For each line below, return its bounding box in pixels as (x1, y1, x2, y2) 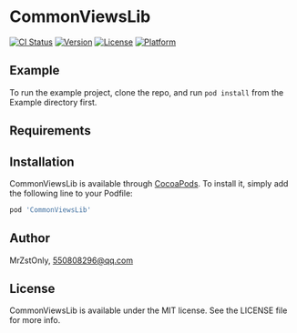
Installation (9, 154, 75, 169)
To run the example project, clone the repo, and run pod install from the (9, 86, 284, 97)
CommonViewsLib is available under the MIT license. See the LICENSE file (9, 305, 288, 316)
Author (9, 230, 50, 247)
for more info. (9, 315, 61, 326)
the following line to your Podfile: (9, 187, 134, 198)
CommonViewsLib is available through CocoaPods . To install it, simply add (9, 177, 289, 188)
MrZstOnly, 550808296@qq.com (9, 255, 134, 266)
